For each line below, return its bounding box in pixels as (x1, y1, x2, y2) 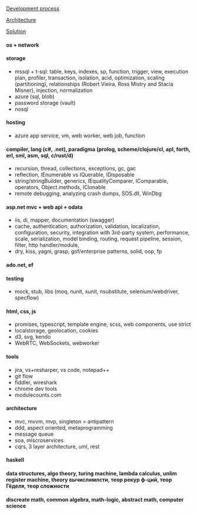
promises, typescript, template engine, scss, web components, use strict (14, 321, 191, 328)
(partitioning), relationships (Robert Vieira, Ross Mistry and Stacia (14, 80, 173, 87)
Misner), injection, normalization (14, 87, 93, 94)
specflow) (14, 294, 39, 301)
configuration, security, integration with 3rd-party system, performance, (14, 229, 190, 236)
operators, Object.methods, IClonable (14, 184, 106, 191)
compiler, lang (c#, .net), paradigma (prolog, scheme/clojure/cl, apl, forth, (6, 146, 191, 153)
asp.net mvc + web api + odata (6, 203, 83, 210)
